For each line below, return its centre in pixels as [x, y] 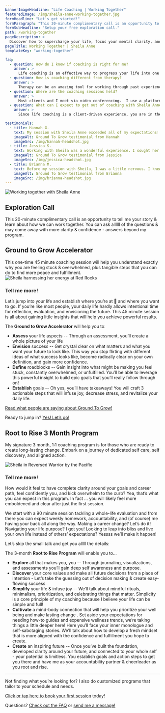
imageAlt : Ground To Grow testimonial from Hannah [67, 137]
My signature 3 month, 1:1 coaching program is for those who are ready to [80, 444]
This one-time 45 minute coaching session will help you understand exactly [82, 262]
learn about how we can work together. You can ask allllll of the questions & [82, 224]
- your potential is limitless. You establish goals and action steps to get [83, 657]
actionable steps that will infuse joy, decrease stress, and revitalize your [85, 393]
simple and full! [27, 604]
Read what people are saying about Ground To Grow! [59, 408]
